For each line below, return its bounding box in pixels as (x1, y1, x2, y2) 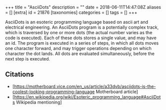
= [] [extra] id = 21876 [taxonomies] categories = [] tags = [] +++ (5, 9, 138, 15)
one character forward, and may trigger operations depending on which (5, 46, 152, 51)
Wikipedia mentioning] (16, 99, 62, 105)
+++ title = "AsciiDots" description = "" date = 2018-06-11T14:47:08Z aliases (5, 4, 161, 10)
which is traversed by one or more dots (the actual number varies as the (5, 30, 153, 35)
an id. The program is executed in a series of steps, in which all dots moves (5, 40, 159, 46)
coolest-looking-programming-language (12, 89, 95, 95)
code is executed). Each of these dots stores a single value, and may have (5, 35, 157, 41)
